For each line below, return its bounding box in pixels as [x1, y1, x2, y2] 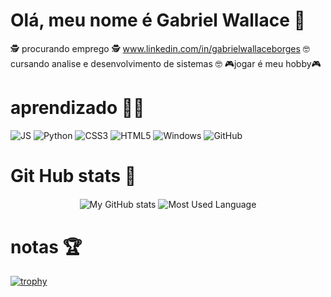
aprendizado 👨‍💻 [10, 97, 145, 119]
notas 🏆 [10, 235, 83, 258]
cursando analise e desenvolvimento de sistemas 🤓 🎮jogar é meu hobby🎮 [10, 57, 322, 69]
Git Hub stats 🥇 [10, 165, 137, 188]
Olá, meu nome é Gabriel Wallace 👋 [10, 9, 306, 32]
